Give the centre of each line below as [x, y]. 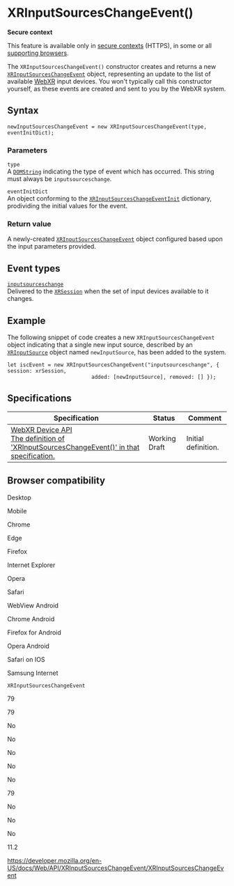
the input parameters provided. [52, 247]
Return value [29, 224]
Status [164, 418]
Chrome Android [31, 619]
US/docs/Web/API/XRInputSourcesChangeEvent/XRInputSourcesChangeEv [116, 868]
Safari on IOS [26, 659]
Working [162, 438]
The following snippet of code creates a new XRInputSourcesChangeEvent [111, 337]
